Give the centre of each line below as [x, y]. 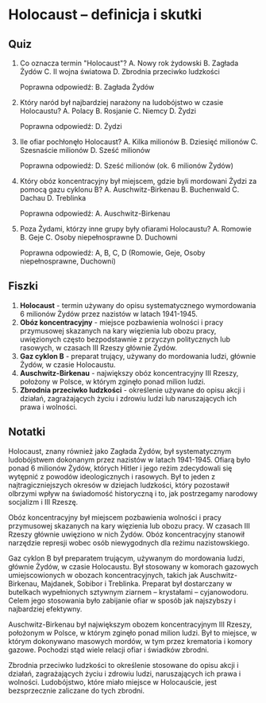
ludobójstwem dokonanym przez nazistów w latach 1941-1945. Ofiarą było [129, 459]
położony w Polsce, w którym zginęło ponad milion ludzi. [112, 381]
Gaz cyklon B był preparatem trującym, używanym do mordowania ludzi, [127, 558]
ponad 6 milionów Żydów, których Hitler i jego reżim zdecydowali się [120, 468]
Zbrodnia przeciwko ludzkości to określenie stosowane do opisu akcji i [123, 665]
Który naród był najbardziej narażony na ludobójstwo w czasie [121, 102]
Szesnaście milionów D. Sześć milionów [85, 150]
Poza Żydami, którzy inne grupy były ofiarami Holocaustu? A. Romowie [135, 229]
